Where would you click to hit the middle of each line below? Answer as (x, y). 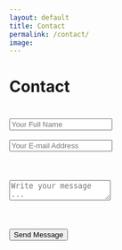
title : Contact (37, 26)
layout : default (39, 17)
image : (21, 43)
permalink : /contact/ (49, 34)
